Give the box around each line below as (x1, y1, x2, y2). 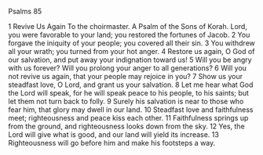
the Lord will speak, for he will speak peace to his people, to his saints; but (8, 88, 250, 97)
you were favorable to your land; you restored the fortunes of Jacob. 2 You (8, 31, 250, 39)
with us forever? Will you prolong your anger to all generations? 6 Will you (8, 63, 247, 73)
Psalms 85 (8, 7, 42, 16)
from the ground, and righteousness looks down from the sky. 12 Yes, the (8, 121, 245, 131)
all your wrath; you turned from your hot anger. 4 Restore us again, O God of (8, 47, 255, 56)
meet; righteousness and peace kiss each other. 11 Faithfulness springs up (8, 114, 249, 122)
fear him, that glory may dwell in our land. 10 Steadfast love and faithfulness (8, 105, 254, 114)
